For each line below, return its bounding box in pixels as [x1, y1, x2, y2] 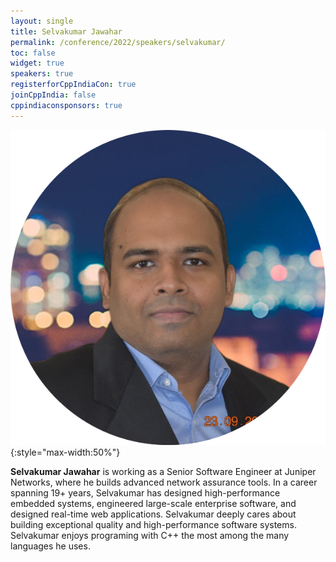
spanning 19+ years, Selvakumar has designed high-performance [10, 486, 281, 499]
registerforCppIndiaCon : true [10, 80, 137, 90]
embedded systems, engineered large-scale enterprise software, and [10, 497, 297, 509]
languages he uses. [10, 540, 91, 552]
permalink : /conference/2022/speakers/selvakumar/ [10, 37, 226, 47]
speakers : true [10, 69, 74, 79]
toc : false [10, 48, 56, 58]
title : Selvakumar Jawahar [10, 26, 123, 37]
